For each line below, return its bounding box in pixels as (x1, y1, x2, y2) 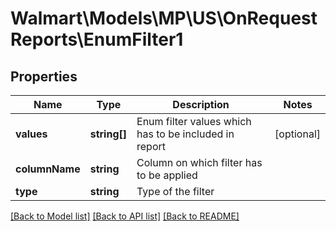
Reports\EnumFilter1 (10, 28, 184, 51)
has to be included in (136, 127, 235, 141)
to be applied (136, 168, 198, 182)
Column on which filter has (136, 156, 263, 169)
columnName (15, 162, 81, 176)
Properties (10, 68, 78, 85)
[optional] (274, 127, 321, 141)
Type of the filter (136, 185, 215, 198)
